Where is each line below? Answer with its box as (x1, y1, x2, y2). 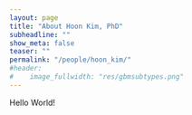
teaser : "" (9, 47, 51, 56)
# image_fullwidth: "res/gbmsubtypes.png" (9, 72, 184, 81)
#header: (9, 64, 43, 73)
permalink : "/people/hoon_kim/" (9, 55, 131, 64)
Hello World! (9, 97, 56, 108)
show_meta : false (9, 38, 75, 48)
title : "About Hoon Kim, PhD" (9, 22, 124, 31)
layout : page (9, 13, 59, 23)
